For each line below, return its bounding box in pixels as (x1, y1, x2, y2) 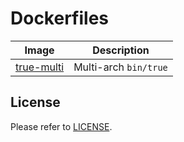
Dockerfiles (10, 7, 110, 30)
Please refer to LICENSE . (10, 120, 113, 132)
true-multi (15, 60, 65, 74)
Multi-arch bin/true (73, 60, 168, 74)
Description (92, 43, 150, 57)
